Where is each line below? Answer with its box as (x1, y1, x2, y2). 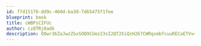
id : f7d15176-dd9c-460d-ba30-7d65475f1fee (6, 8, 114, 15)
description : (6, 31, 39, 37)
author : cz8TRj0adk (6, 25, 55, 32)
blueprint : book (6, 14, 47, 20)
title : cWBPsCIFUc (6, 20, 52, 26)
